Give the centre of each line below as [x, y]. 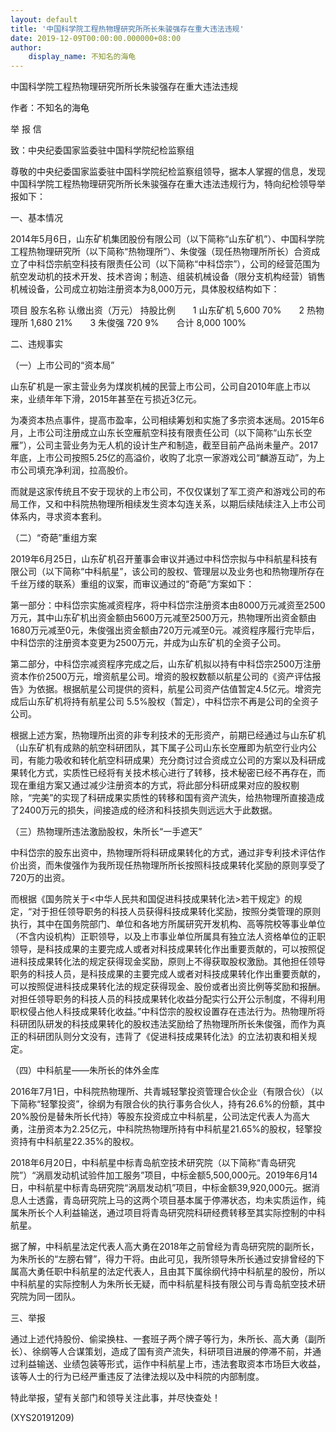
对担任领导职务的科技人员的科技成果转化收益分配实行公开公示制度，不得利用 [168, 999]
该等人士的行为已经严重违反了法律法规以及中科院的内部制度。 [137, 1377]
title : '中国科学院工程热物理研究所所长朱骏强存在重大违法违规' [127, 29]
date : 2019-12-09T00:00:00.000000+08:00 [96, 38]
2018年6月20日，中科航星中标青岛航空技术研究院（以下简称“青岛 [144, 1163]
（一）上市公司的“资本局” [62, 365]
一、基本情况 [36, 218]
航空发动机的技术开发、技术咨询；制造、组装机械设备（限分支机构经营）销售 [168, 277]
